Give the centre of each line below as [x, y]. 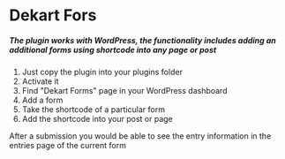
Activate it [40, 81]
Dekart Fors [53, 15]
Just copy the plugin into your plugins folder [102, 72]
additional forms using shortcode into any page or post [113, 49]
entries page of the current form [67, 146]
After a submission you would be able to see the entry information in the [140, 136]
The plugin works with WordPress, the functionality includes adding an [142, 40]
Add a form [42, 100]
